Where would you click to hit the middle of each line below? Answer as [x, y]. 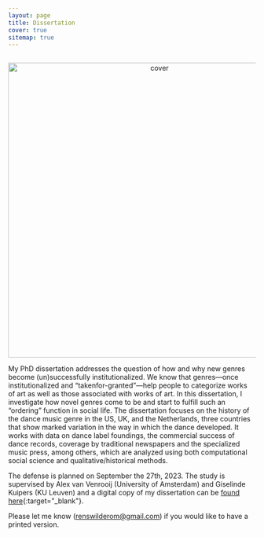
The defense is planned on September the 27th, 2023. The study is [117, 476]
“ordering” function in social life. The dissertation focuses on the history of [129, 410]
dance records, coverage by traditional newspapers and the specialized [124, 444]
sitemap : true [31, 37]
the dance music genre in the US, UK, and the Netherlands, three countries [130, 419]
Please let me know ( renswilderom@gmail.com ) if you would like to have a [128, 517]
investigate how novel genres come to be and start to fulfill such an [117, 403]
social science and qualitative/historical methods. [88, 461]
